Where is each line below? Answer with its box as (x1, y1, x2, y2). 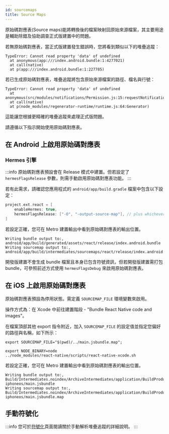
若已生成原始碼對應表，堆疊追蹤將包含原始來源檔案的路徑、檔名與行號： (5, 76, 155, 82)
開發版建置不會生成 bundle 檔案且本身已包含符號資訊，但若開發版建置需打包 (5, 259, 163, 265)
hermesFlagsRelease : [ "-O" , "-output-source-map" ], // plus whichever (14, 211, 165, 216)
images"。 (5, 313, 27, 319)
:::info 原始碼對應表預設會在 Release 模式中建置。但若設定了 (5, 169, 130, 175)
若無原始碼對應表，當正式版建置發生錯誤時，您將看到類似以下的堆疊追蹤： (5, 43, 159, 49)
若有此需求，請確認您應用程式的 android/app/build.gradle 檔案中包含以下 (5, 186, 159, 192)
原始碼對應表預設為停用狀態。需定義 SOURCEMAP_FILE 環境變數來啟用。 (5, 296, 150, 302)
